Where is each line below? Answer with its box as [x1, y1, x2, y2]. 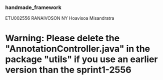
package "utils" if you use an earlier [5, 54, 158, 65]
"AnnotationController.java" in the [5, 43, 150, 55]
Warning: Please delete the [5, 33, 120, 44]
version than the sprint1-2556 [5, 64, 131, 76]
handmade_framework [5, 4, 61, 11]
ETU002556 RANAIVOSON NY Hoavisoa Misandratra [5, 15, 114, 21]
